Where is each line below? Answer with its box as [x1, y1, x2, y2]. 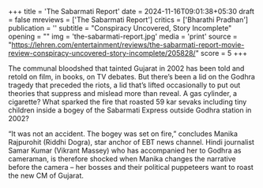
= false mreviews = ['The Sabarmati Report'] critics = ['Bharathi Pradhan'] [8, 15, 249, 24]
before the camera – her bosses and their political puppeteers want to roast [8, 163, 254, 171]
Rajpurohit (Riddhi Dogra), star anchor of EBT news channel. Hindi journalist [8, 138, 255, 146]
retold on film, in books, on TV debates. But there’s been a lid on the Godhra [8, 72, 255, 81]
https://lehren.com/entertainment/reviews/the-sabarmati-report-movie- [11, 40, 245, 50]
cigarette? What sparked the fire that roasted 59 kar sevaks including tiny [8, 98, 247, 106]
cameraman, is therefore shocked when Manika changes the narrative [8, 154, 236, 164]
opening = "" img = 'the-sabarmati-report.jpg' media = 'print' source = [8, 31, 239, 41]
